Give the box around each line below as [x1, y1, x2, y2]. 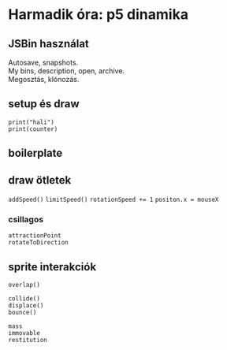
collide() [8, 295, 41, 303]
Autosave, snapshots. [8, 58, 79, 67]
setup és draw [8, 97, 80, 111]
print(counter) [8, 125, 58, 133]
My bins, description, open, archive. [8, 66, 125, 76]
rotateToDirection [8, 239, 69, 247]
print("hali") [8, 118, 55, 126]
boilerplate [8, 147, 63, 160]
